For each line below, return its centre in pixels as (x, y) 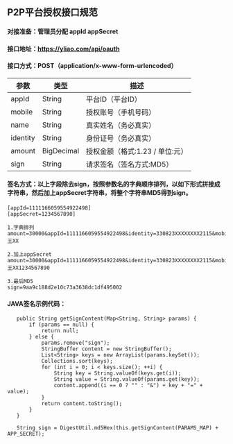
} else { (41, 337)
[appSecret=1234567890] (42, 214)
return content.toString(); (82, 404)
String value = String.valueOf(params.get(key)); (127, 379)
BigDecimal (61, 151)
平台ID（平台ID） (114, 99)
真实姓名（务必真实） (121, 125)
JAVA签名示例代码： (37, 303)
